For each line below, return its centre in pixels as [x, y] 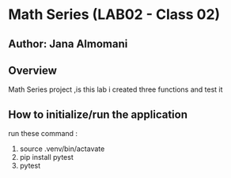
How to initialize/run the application [98, 114]
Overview [33, 70]
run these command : [43, 134]
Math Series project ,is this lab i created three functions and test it [116, 89]
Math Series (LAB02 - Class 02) [114, 15]
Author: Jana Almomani [68, 44]
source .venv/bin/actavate [62, 149]
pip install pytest [46, 157]
